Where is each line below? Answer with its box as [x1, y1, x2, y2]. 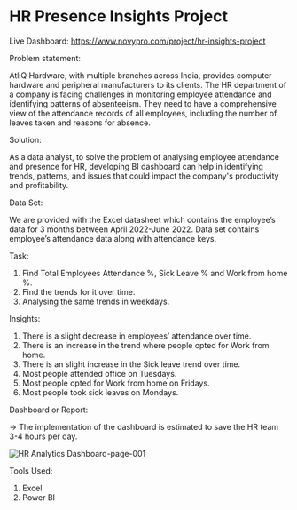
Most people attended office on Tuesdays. [21, 368, 177, 379]
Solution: [9, 134, 42, 145]
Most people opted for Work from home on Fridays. [21, 378, 210, 388]
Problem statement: [9, 52, 82, 63]
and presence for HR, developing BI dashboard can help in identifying [9, 161, 264, 171]
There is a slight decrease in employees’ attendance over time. [21, 331, 252, 341]
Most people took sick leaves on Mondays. [21, 386, 179, 397]
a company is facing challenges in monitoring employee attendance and [9, 89, 272, 100]
